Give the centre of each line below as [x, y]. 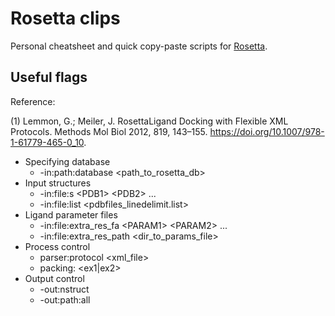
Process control [57, 246]
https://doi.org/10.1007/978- [267, 131]
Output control [54, 278]
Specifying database [67, 161]
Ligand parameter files [71, 214]
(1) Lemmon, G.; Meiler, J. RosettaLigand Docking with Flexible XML [149, 121]
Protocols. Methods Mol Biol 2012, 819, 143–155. [109, 131]
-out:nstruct [64, 289]
